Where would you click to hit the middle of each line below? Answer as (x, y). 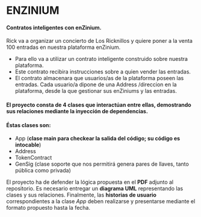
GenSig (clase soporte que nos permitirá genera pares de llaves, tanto (102, 164)
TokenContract (33, 158)
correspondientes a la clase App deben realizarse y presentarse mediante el (101, 201)
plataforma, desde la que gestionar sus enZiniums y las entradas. (96, 91)
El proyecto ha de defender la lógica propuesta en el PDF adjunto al (90, 182)
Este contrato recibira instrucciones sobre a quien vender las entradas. (103, 72)
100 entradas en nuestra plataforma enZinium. (63, 47)
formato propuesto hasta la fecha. (48, 208)
